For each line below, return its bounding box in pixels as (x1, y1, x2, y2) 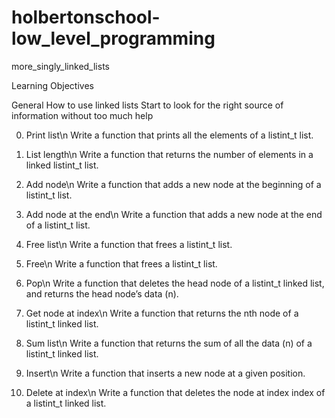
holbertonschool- (11, 6, 161, 29)
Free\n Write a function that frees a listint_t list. (25, 257, 218, 270)
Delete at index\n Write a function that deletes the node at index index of (25, 386, 326, 398)
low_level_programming (11, 27, 216, 50)
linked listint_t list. (25, 159, 99, 171)
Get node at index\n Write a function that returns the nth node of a (25, 307, 299, 319)
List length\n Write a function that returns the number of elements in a (25, 148, 314, 160)
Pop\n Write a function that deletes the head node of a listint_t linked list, (25, 277, 325, 289)
